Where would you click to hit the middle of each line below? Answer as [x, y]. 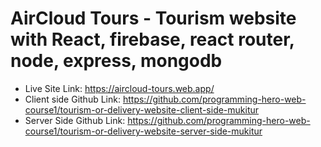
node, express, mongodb [116, 61]
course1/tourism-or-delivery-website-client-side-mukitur [142, 109]
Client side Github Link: [72, 99]
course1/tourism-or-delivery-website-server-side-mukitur [143, 131]
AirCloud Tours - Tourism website [153, 18]
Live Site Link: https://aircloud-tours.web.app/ [119, 88]
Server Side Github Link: [75, 120]
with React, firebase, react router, [152, 39]
